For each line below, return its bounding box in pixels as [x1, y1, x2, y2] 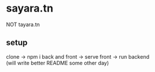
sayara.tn [6, 2, 54, 15]
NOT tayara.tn [6, 21, 40, 28]
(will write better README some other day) [6, 59, 109, 66]
